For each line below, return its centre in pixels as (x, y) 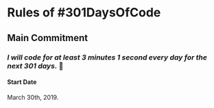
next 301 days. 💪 (35, 66)
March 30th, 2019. (33, 97)
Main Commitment (48, 38)
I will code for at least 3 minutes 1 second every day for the (107, 57)
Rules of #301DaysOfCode (84, 13)
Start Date (22, 82)
